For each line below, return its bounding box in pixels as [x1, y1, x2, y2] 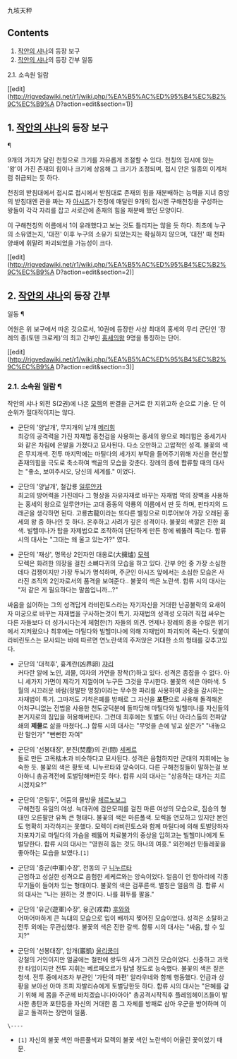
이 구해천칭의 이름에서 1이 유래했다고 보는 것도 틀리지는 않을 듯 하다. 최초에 [7, 221, 213, 229]
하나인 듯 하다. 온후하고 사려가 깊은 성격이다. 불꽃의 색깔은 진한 [45, 517, 219, 526]
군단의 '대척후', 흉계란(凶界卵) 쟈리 [17, 659, 114, 668]
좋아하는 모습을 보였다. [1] [17, 848, 90, 856]
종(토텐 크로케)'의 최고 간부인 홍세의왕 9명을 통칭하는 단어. [20, 334, 181, 342]
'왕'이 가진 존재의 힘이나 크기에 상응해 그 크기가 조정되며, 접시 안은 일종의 [7, 164, 209, 173]
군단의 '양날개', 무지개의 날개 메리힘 [17, 423, 116, 431]
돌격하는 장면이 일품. [30, 1008, 88, 1017]
